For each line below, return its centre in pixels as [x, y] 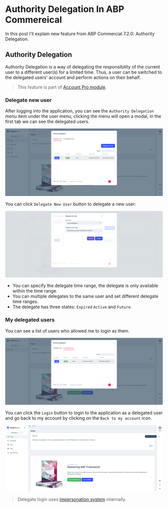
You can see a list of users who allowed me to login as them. [67, 330]
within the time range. [35, 291]
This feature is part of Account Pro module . [62, 87]
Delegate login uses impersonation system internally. [72, 499]
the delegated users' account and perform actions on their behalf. [73, 77]
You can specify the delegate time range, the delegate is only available [85, 285]
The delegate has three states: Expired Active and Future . [72, 307]
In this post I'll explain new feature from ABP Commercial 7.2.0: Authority [80, 33]
